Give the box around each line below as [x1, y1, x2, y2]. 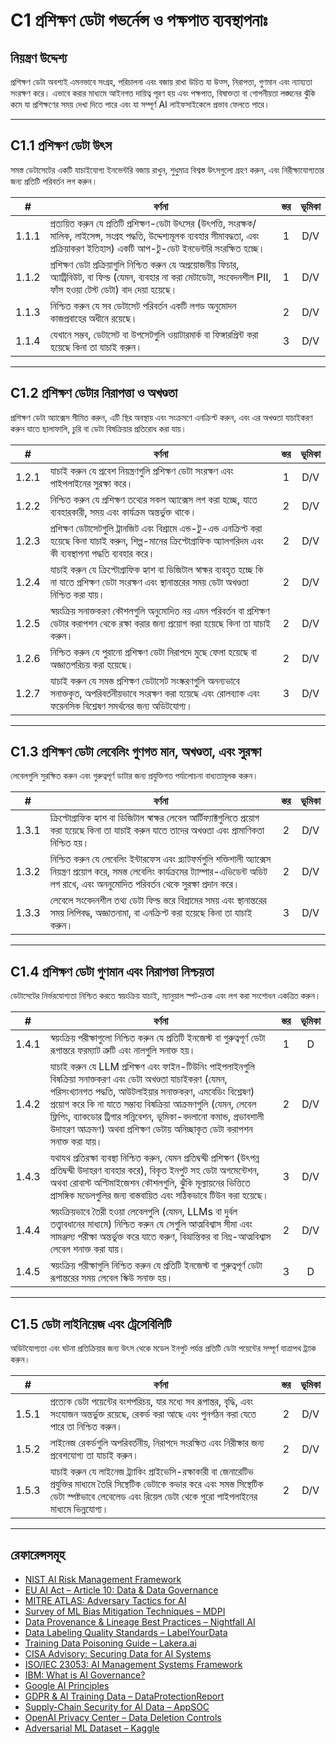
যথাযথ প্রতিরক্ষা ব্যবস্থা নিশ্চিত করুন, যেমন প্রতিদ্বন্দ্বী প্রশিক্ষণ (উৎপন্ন [49, 1151, 260, 1165]
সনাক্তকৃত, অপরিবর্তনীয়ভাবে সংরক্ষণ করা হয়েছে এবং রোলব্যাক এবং [49, 686, 260, 700]
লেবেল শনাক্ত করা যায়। [49, 1242, 126, 1256]
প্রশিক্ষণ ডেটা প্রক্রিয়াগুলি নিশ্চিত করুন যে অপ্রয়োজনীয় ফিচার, [49, 257, 240, 271]
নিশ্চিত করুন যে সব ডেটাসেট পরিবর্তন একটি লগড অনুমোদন [49, 299, 237, 313]
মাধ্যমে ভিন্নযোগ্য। [49, 1502, 109, 1516]
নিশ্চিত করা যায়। [49, 587, 106, 601]
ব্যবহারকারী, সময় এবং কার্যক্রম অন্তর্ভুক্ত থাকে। [49, 505, 197, 519]
